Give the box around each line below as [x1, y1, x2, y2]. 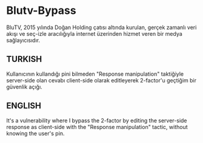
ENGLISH [6, 101, 41, 111]
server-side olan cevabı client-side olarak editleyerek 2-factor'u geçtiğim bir [6, 76, 197, 84]
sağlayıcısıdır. [6, 36, 41, 44]
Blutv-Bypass [6, 4, 77, 18]
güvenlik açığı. [6, 83, 42, 90]
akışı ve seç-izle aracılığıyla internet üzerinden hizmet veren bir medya [6, 30, 183, 37]
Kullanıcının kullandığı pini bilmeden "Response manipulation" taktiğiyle [6, 70, 184, 78]
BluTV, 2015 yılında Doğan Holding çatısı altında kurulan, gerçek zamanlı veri [6, 24, 197, 31]
